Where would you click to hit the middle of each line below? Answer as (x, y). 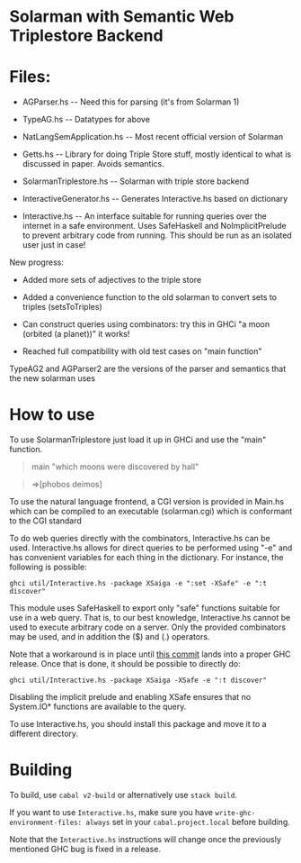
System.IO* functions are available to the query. (98, 707)
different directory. (44, 734)
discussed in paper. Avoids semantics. (93, 164)
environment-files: (46, 822)
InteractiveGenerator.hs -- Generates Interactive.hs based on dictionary (155, 199)
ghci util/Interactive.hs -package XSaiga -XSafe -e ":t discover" (138, 681)
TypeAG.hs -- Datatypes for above (86, 120)
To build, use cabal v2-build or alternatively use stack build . (124, 795)
